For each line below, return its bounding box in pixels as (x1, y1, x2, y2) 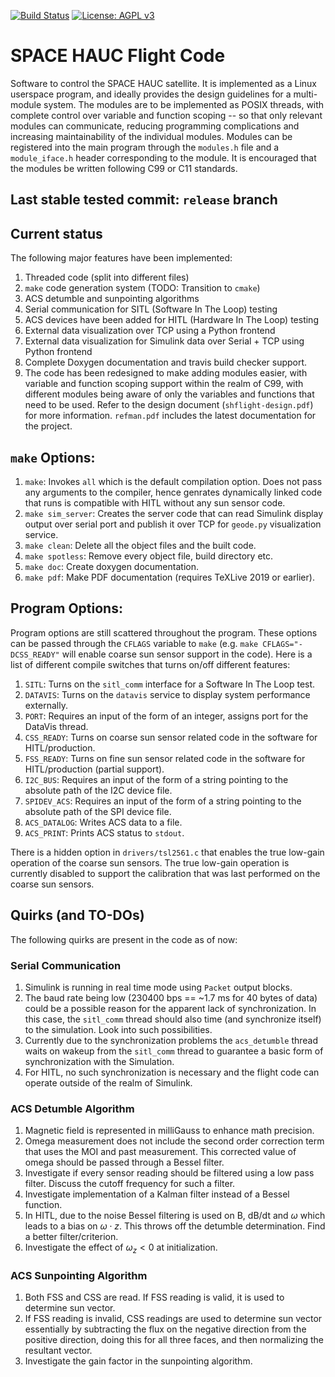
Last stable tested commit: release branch (10, 191, 278, 209)
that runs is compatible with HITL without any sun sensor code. (24, 496, 286, 509)
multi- (293, 88, 318, 100)
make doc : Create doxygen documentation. (24, 560, 199, 572)
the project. (24, 420, 73, 432)
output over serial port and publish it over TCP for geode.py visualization (24, 518, 322, 530)
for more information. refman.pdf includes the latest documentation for (24, 410, 317, 422)
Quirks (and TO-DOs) (10, 907, 145, 924)
